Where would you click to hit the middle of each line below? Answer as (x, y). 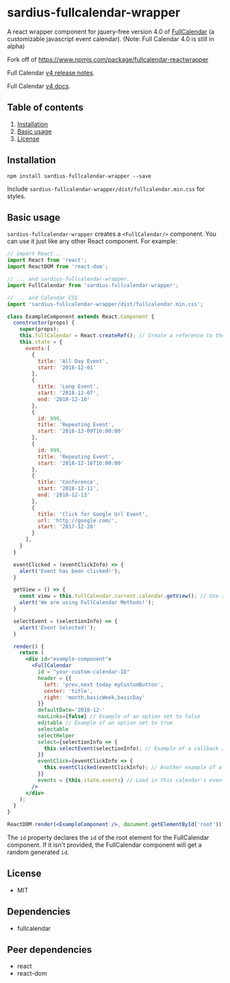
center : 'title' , (68, 691)
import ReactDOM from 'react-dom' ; (58, 267)
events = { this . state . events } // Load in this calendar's (122, 780)
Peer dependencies (50, 950)
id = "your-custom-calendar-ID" (84, 672)
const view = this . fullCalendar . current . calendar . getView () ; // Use (119, 596)
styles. (16, 196)
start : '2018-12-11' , (68, 489)
